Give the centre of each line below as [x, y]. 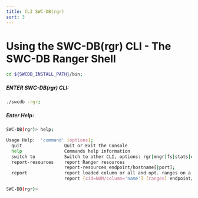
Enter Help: [20, 115]
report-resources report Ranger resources [68, 162]
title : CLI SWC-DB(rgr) [35, 11]
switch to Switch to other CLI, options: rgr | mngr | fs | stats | [101, 157]
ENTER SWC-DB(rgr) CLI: [38, 88]
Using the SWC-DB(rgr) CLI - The [89, 46]
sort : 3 [16, 17]
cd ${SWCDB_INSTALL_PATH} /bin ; [44, 74]
